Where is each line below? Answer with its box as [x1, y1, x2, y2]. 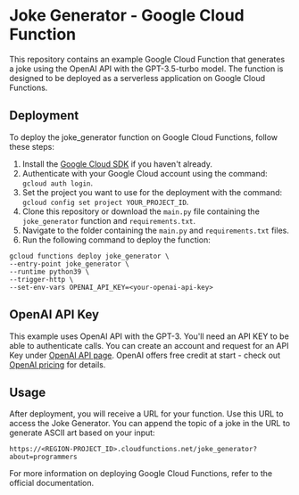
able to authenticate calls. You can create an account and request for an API [9, 340, 289, 351]
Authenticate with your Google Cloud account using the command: [21, 168, 268, 178]
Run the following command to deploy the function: [21, 234, 212, 245]
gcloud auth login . [21, 177, 94, 188]
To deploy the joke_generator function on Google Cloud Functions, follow [9, 131, 278, 143]
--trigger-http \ [9, 275, 74, 284]
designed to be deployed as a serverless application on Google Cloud [9, 72, 266, 83]
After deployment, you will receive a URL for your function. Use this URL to [9, 408, 284, 419]
